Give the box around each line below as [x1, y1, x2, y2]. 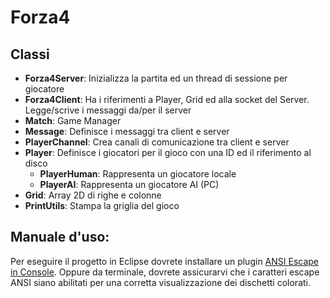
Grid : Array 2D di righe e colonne [24, 189, 162, 201]
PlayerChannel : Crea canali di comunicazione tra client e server [24, 136, 290, 148]
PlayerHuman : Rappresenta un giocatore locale [39, 168, 237, 180]
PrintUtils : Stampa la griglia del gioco [24, 200, 180, 211]
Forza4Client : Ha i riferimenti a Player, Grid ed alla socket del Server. [24, 94, 310, 105]
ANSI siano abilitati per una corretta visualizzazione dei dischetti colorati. [10, 276, 311, 288]
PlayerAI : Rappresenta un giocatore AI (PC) [39, 179, 220, 190]
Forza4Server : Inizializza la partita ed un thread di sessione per [24, 72, 288, 84]
